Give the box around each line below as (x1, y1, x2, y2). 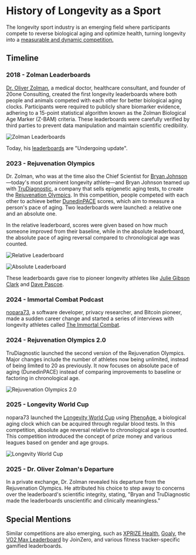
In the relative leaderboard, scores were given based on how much (6, 221, 168, 228)
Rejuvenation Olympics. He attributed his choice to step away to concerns (6, 484, 185, 492)
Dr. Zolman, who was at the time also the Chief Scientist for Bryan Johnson (6, 172, 188, 180)
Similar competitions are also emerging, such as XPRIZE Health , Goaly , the (6, 530, 186, 537)
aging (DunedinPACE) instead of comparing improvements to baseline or (6, 368, 182, 375)
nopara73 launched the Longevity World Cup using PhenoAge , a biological (6, 414, 187, 421)
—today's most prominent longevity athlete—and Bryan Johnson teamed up (6, 178, 190, 186)
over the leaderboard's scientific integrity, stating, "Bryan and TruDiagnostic (6, 491, 191, 498)
